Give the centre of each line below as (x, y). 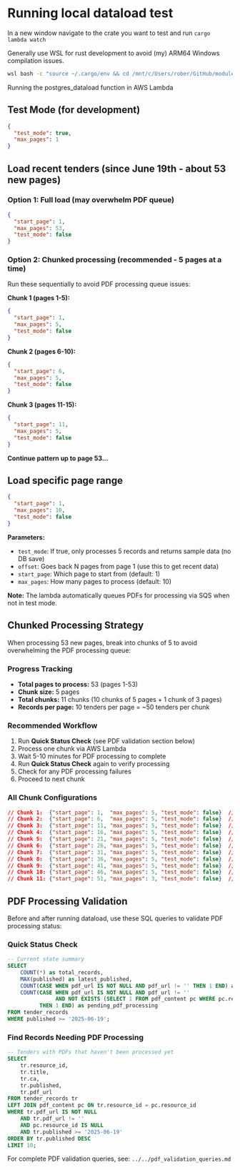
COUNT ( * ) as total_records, (62, 972)
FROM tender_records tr (43, 1099)
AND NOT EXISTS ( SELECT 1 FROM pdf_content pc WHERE (135, 999)
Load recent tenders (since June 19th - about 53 (117, 168)
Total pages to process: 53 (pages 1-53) (77, 684)
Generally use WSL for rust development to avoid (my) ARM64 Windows (114, 53)
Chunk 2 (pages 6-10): (42, 351)
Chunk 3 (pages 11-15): (42, 405)
